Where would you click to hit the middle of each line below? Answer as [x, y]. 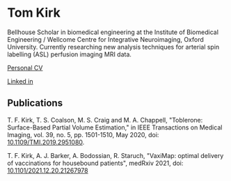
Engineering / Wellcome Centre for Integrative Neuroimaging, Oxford [105, 39]
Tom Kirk [34, 13]
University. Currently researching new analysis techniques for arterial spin [113, 47]
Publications [35, 103]
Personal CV [25, 68]
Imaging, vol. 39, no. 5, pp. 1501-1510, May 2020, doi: [83, 134]
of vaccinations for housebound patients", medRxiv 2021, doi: [95, 163]
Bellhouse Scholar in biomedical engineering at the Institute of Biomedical [113, 32]
